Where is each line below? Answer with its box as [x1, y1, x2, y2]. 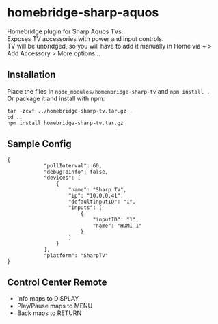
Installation [7, 69, 56, 81]
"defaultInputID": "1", [68, 198, 136, 205]
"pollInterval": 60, [43, 162, 103, 169]
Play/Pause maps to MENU [16, 302, 93, 310]
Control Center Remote [7, 276, 107, 288]
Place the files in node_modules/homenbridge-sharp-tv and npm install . [7, 87, 210, 95]
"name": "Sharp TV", [68, 186, 127, 193]
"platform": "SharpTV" [43, 252, 109, 259]
